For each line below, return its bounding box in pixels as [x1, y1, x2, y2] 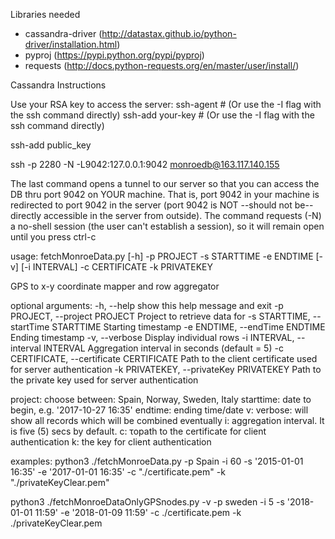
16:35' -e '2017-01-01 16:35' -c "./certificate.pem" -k [10, 466, 226, 478]
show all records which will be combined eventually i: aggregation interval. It [10, 415, 325, 426]
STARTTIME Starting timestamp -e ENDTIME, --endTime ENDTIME [51, 321, 326, 333]
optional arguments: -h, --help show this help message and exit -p [10, 300, 284, 311]
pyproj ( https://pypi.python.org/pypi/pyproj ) [24, 49, 205, 61]
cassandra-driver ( [24, 28, 103, 39]
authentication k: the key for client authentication [10, 436, 212, 448]
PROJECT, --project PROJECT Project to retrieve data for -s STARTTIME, [10, 310, 311, 322]
